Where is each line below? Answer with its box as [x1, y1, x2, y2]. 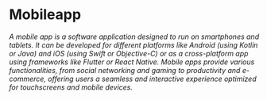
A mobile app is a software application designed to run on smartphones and [9, 32, 260, 41]
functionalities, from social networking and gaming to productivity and [9, 65, 241, 75]
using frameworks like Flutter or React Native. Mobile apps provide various [9, 57, 255, 67]
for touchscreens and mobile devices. [9, 82, 133, 92]
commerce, [9, 74, 47, 83]
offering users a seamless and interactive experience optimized [48, 74, 257, 83]
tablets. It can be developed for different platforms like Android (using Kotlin [9, 40, 258, 49]
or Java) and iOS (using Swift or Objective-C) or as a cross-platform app [9, 48, 249, 58]
